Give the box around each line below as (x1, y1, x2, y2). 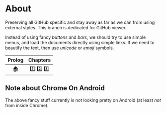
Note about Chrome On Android (5, 84, 105, 92)
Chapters (28, 56, 51, 63)
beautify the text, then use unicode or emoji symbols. (5, 45, 114, 51)
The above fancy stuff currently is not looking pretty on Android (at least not (5, 97, 161, 103)
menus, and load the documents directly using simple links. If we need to (5, 39, 155, 45)
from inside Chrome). (5, 102, 49, 108)
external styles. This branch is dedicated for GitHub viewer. (5, 24, 127, 30)
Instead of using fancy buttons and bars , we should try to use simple (5, 34, 146, 40)
